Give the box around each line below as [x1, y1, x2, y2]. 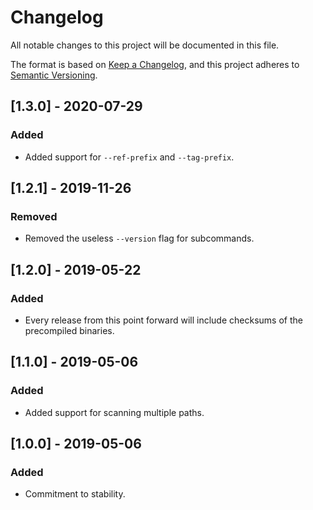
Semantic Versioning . [10, 69, 98, 81]
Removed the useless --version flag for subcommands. [24, 232, 255, 245]
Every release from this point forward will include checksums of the [24, 314, 303, 326]
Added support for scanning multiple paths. [24, 406, 205, 418]
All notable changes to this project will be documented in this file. [10, 39, 280, 51]
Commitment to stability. [24, 488, 126, 500]
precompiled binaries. [24, 325, 115, 336]
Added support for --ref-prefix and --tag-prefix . [24, 151, 235, 163]
